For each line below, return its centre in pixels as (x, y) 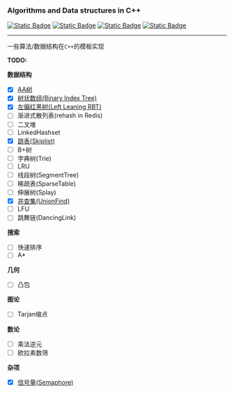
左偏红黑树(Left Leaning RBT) (60, 107)
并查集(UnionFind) (44, 201)
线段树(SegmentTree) (48, 175)
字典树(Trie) (34, 158)
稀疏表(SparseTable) (47, 184)
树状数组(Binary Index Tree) (57, 98)
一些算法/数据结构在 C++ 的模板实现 (56, 47)
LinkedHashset (39, 132)
